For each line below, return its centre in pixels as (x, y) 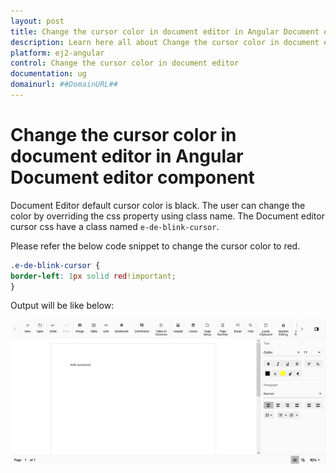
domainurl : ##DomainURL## (64, 85)
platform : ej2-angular (57, 53)
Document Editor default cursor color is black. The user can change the (158, 205)
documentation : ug (48, 74)
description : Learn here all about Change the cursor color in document (165, 42)
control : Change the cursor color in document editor (125, 63)
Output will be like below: (62, 306)
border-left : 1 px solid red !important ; (93, 276)
